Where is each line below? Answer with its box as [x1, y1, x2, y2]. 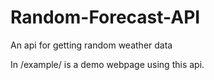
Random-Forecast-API [10, 6, 201, 29]
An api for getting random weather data [10, 39, 173, 51]
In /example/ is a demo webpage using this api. [10, 58, 205, 70]
